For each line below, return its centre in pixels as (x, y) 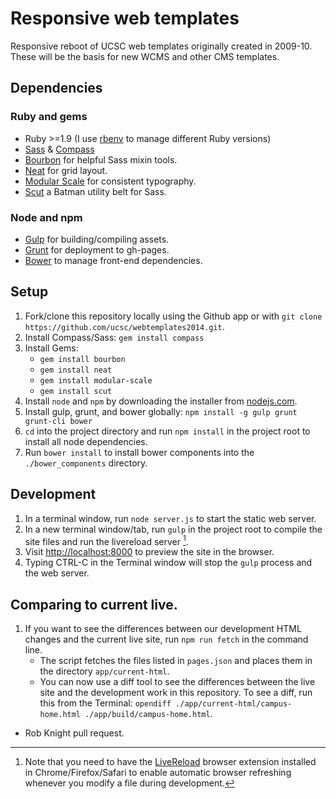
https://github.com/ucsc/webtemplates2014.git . (124, 326)
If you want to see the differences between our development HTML (163, 629)
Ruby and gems (49, 117)
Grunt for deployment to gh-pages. (97, 249)
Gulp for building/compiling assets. (97, 239)
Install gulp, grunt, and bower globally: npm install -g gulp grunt (161, 411)
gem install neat (76, 370)
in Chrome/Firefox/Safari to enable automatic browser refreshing (158, 773)
